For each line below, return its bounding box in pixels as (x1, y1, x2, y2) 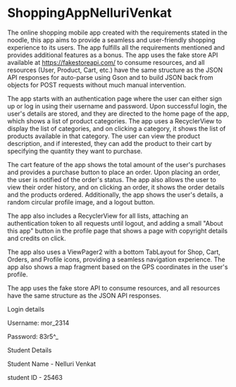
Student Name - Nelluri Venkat (7, 360, 97, 368)
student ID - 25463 (7, 373, 63, 381)
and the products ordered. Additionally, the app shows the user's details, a (7, 190, 224, 199)
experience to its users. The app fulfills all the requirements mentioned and (7, 43, 225, 51)
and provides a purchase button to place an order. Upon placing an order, (7, 168, 221, 176)
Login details (7, 305, 44, 313)
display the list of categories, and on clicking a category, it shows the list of (7, 124, 226, 133)
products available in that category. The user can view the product (7, 132, 201, 140)
